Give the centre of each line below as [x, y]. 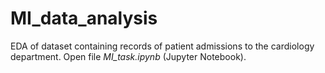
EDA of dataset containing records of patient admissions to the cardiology [162, 46]
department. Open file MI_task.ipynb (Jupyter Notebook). [128, 56]
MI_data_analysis [84, 18]
